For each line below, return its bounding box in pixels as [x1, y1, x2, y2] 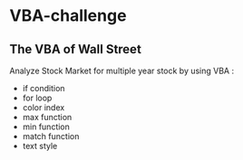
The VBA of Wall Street [9, 42, 142, 57]
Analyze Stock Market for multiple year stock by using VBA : [9, 65, 234, 76]
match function [22, 131, 80, 141]
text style [22, 141, 58, 151]
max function [22, 112, 73, 122]
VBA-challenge [9, 5, 127, 26]
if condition [22, 83, 65, 93]
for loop [22, 92, 53, 103]
